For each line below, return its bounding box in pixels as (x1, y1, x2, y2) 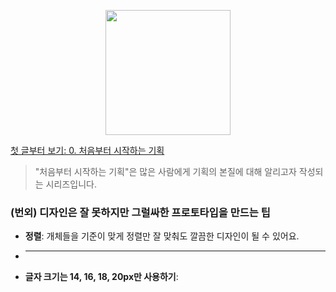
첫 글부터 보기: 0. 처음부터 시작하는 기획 (10, 145, 165, 156)
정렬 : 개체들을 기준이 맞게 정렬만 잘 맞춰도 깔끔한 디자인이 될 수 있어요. (24, 230, 300, 242)
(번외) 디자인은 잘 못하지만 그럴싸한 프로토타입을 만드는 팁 (10, 205, 271, 219)
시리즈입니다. (45, 178, 97, 190)
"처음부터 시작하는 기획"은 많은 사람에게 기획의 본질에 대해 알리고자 (34, 166, 297, 177)
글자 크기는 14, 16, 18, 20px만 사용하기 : (24, 271, 179, 283)
